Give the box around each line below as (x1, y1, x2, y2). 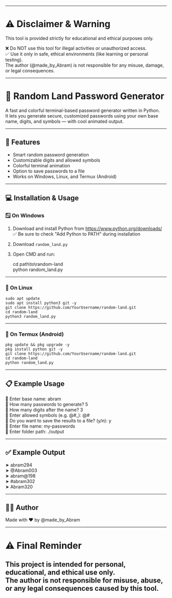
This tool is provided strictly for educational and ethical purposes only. (5, 35, 154, 41)
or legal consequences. (5, 67, 55, 73)
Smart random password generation (12, 151, 89, 158)
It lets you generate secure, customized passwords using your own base (5, 112, 159, 119)
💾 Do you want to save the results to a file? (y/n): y (5, 417, 112, 423)
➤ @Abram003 (5, 467, 37, 473)
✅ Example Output (5, 448, 66, 457)
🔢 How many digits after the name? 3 (5, 407, 83, 413)
